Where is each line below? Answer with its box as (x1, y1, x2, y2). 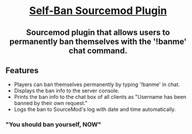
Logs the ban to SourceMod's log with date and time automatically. (14, 106, 176, 113)
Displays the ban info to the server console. (14, 87, 120, 94)
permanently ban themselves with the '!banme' (9, 36, 187, 46)
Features (5, 66, 39, 75)
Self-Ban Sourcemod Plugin (29, 4, 167, 18)
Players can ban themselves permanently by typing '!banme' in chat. (14, 81, 180, 88)
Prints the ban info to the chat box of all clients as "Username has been (14, 94, 187, 101)
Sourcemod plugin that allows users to (26, 28, 170, 37)
